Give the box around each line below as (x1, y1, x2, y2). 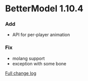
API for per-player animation (12, 32, 70, 38)
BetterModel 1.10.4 (5, 3, 84, 14)
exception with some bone (12, 60, 67, 67)
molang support (12, 55, 45, 61)
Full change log (5, 70, 37, 76)
